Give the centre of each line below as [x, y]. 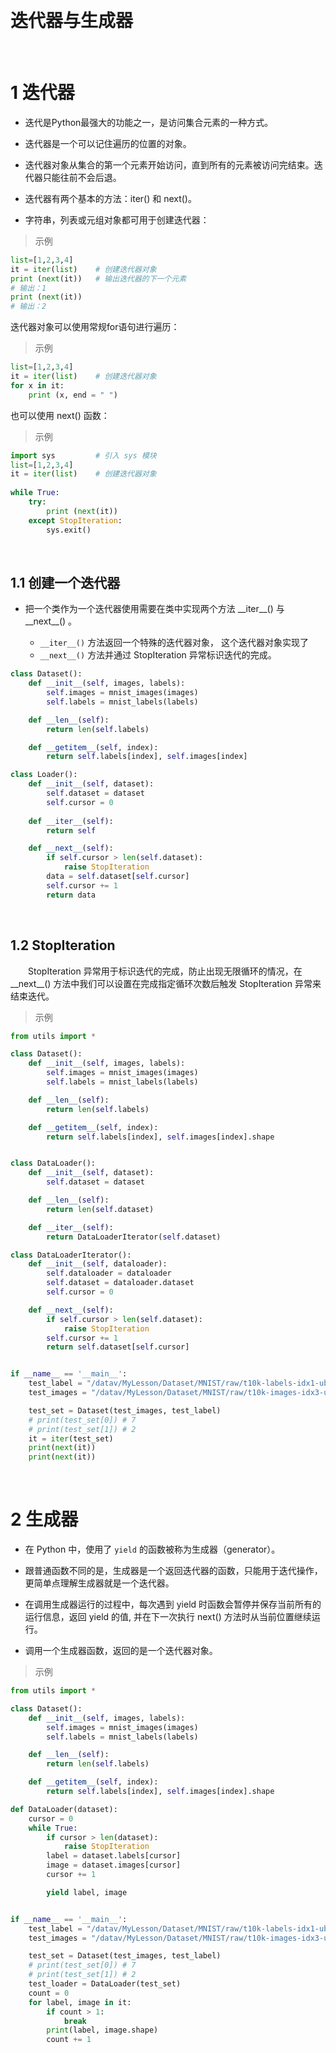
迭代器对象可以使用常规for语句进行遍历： [95, 327]
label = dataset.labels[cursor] [114, 1856]
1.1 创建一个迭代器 [65, 582]
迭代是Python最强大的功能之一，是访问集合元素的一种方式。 [149, 122]
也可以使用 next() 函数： [60, 415]
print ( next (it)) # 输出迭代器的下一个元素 [98, 278]
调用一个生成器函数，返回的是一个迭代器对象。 [121, 1651]
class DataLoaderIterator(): [71, 1255]
